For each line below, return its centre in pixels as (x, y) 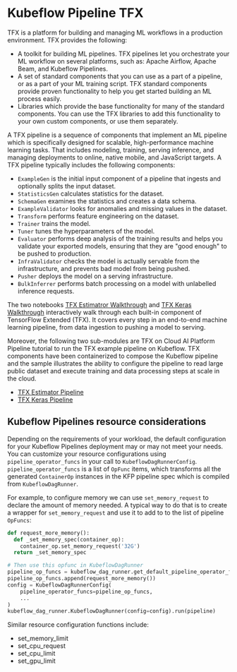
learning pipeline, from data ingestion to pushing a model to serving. (107, 327)
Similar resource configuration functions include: (78, 625)
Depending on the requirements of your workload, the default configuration (117, 438)
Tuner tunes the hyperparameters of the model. (86, 231)
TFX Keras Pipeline (45, 400)
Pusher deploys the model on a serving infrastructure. (95, 276)
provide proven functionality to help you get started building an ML (114, 91)
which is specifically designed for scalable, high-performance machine (110, 142)
